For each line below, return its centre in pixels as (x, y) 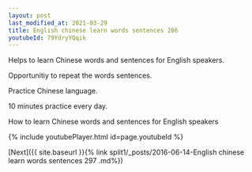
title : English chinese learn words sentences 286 (93, 30)
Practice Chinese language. (53, 91)
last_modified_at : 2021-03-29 (58, 23)
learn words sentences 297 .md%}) (66, 161)
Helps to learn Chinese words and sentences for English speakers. (117, 60)
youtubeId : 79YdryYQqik (47, 38)
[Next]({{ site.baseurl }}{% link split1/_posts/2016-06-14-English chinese (126, 152)
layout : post (30, 15)
